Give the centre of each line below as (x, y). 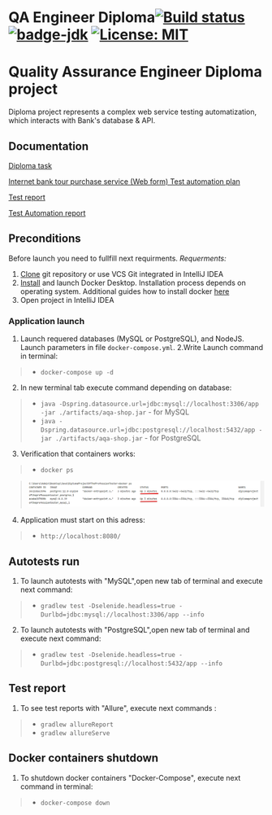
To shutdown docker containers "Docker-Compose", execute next (130, 778)
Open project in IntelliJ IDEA (67, 300)
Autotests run (44, 561)
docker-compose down (75, 803)
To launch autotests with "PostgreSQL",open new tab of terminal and (135, 630)
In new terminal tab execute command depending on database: (126, 388)
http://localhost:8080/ (81, 537)
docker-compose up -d (77, 373)
